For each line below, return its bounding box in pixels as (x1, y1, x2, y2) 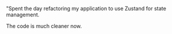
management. (6, 11, 40, 18)
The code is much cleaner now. (6, 23, 82, 29)
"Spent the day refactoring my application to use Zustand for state (6, 5, 166, 12)
